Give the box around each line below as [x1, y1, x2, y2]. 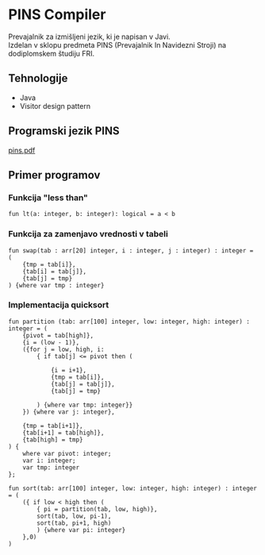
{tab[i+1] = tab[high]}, [22, 429, 105, 437]
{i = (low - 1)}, [22, 338, 80, 346]
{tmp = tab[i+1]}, [22, 422, 83, 430]
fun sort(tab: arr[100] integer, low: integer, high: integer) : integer [8, 484, 258, 492]
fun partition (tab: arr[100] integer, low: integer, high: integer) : [8, 318, 250, 326]
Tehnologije [8, 71, 68, 85]
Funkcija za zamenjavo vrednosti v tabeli [8, 229, 168, 240]
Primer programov [8, 168, 101, 182]
